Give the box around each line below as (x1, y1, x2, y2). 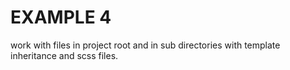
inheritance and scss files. (10, 49, 119, 61)
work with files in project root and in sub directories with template (10, 39, 281, 51)
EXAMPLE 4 (10, 6, 112, 29)
